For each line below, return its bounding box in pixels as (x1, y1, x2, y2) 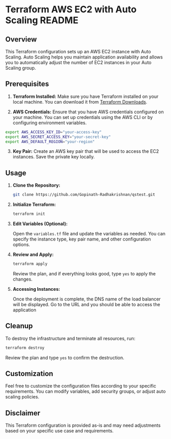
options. (12, 242, 30, 247)
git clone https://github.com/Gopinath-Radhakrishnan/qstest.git (12, 192, 155, 197)
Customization (5, 369, 54, 378)
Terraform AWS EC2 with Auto (5, 4, 137, 15)
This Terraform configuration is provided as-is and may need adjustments (5, 422, 161, 429)
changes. (12, 276, 33, 282)
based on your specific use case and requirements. (5, 428, 114, 434)
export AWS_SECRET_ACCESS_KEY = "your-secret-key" (5, 134, 111, 139)
